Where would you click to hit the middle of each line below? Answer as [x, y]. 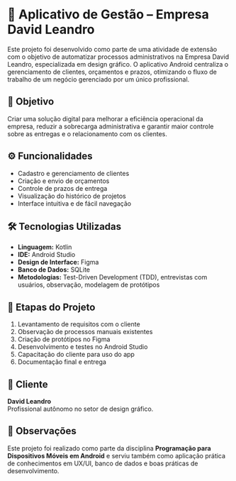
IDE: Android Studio [46, 255]
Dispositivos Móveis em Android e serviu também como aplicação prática [116, 455]
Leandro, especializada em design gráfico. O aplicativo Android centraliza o [118, 64]
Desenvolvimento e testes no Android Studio [83, 347]
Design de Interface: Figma [58, 262]
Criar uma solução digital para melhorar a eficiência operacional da [105, 118]
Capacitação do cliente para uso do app [76, 355]
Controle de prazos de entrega [62, 188]
